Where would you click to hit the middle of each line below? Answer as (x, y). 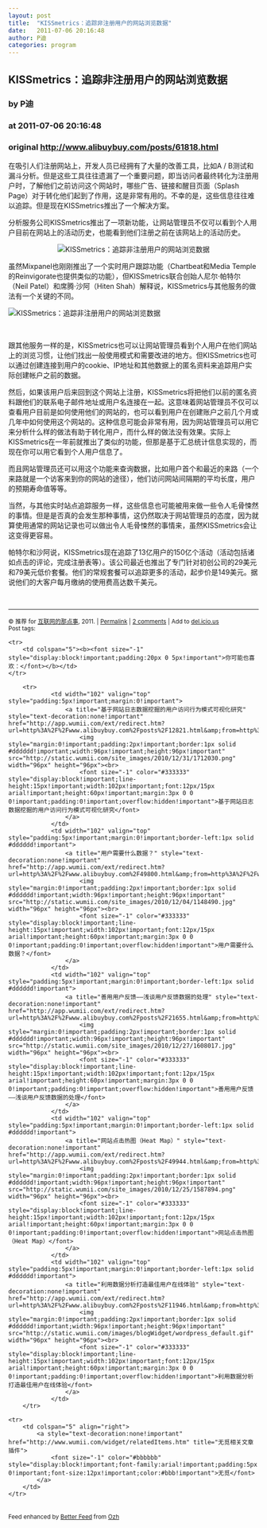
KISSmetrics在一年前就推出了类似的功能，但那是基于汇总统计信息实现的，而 (133, 442)
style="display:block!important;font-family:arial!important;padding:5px (133, 1464)
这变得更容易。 (33, 535)
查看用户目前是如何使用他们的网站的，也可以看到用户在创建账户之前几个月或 (133, 411)
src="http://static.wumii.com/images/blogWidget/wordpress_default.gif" (131, 1333)
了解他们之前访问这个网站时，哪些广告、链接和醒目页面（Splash (134, 185)
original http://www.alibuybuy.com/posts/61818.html (113, 147)
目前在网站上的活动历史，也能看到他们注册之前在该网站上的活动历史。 (130, 232)
